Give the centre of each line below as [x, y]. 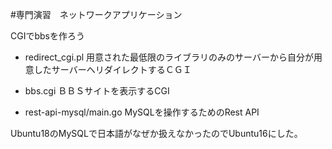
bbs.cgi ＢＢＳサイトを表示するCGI [97, 91]
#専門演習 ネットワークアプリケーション [96, 14]
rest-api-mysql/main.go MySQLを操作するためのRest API [142, 112]
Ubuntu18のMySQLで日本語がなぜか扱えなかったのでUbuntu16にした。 [156, 133]
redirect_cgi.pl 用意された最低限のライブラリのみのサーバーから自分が [169, 57]
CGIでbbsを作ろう [47, 36]
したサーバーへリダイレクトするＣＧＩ [112, 69]
